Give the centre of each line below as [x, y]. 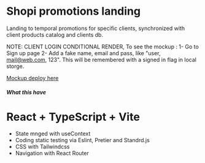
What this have [26, 92]
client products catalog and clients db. [55, 34]
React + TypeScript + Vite [73, 117]
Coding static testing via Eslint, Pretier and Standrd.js [83, 140]
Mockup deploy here [33, 78]
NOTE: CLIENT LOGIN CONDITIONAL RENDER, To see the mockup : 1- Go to [103, 47]
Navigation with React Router [52, 153]
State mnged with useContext [53, 134]
